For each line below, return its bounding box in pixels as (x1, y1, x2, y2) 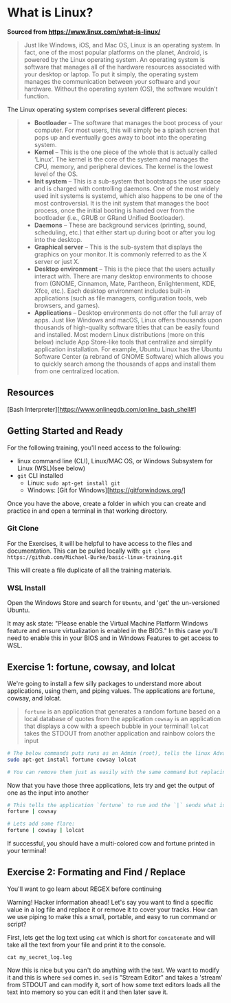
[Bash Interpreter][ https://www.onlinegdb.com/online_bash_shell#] (7, 405, 197, 413)
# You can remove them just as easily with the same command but (7, 769, 198, 775)
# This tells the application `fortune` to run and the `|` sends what (7, 802, 217, 808)
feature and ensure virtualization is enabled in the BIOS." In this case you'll (7, 627, 218, 635)
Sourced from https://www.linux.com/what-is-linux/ (7, 27, 161, 36)
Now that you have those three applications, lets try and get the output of (7, 781, 215, 789)
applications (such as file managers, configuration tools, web (34, 294, 208, 302)
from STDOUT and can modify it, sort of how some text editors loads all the (7, 980, 221, 989)
